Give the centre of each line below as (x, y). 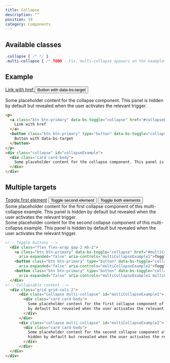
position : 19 (19, 19)
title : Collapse (22, 10)
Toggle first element (26, 200)
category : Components (28, 24)
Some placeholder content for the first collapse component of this (74, 206)
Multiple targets (31, 188)
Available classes (33, 44)
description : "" (22, 15)
